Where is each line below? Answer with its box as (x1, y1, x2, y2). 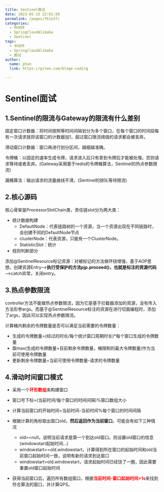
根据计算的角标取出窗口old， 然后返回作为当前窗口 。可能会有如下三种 (12, 418, 151, 424)
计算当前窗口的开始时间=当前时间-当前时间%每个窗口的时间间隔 (12, 407, 142, 413)
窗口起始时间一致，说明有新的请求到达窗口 (23, 453, 110, 459)
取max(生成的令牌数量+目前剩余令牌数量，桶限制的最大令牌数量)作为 (12, 345, 151, 351)
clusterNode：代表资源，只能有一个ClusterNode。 (19, 235, 121, 241)
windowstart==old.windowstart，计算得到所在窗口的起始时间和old (19, 447, 153, 452)
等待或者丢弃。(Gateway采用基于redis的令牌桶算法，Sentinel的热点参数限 (9, 161, 158, 167)
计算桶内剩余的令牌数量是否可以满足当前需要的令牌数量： (5, 322, 121, 328)
